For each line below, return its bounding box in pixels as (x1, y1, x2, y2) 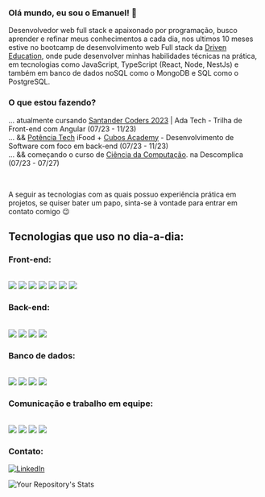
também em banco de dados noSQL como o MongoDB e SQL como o (8, 68, 239, 78)
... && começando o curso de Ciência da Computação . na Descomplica (8, 149, 244, 159)
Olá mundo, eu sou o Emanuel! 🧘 (8, 7, 137, 19)
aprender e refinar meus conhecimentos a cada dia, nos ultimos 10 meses (8, 34, 254, 43)
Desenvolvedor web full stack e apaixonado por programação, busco (8, 26, 238, 35)
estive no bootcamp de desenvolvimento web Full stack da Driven (8, 43, 227, 52)
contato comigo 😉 (8, 206, 70, 216)
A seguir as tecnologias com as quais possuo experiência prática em (8, 189, 237, 199)
